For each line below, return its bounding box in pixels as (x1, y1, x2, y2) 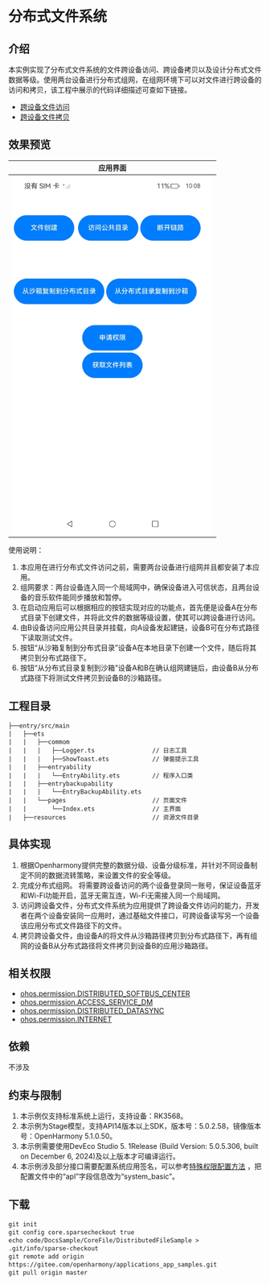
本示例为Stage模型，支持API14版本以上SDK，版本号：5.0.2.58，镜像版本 (19, 1121, 262, 1131)
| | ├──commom (8, 738, 70, 746)
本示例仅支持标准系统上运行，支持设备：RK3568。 (19, 1111, 188, 1121)
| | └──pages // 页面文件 (8, 796, 187, 804)
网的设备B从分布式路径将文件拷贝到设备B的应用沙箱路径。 (19, 940, 213, 951)
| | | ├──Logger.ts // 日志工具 (8, 746, 187, 754)
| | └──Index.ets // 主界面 (8, 805, 182, 813)
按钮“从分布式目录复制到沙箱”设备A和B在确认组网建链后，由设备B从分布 (19, 663, 260, 673)
